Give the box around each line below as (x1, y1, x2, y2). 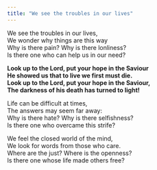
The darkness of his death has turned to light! (7, 86, 141, 94)
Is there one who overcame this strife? (7, 121, 115, 129)
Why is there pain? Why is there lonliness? (7, 43, 127, 51)
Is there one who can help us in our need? (7, 51, 126, 59)
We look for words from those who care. (7, 141, 121, 149)
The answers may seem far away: (7, 106, 103, 114)
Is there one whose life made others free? (7, 156, 125, 165)
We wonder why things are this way (7, 36, 108, 45)
